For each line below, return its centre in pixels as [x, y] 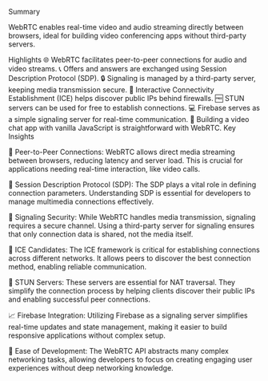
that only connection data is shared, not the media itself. [101, 234]
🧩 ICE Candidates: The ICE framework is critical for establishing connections [134, 249]
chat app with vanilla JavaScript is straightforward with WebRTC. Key [122, 128]
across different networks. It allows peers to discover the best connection [130, 258]
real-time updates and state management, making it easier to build [118, 327]
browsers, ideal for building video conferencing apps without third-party [127, 36]
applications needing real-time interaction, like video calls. [104, 169]
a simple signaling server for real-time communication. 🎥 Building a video [129, 119]
